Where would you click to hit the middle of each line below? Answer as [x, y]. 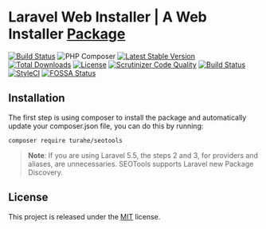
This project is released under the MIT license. [84, 216]
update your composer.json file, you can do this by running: [106, 126]
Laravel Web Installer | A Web [108, 17]
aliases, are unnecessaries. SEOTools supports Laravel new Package [141, 164]
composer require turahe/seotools [66, 140]
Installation [37, 99]
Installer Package [67, 34]
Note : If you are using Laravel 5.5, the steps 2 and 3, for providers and [143, 155]
